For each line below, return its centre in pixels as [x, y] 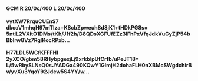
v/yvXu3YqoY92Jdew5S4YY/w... [48, 72]
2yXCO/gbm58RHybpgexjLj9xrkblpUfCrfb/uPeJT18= [73, 59]
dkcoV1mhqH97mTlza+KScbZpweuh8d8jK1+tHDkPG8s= [77, 28]
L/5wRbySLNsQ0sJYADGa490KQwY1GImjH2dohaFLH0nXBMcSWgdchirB [99, 66]
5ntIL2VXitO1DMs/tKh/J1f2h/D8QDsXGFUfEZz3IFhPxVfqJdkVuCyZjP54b [98, 34]
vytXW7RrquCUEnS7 [32, 21]
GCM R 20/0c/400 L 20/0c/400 [46, 8]
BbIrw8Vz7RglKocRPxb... [38, 40]
